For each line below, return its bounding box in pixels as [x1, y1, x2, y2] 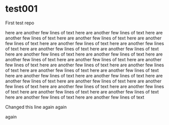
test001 [5, 3, 38, 15]
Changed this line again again [5, 104, 67, 110]
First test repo [5, 20, 34, 26]
